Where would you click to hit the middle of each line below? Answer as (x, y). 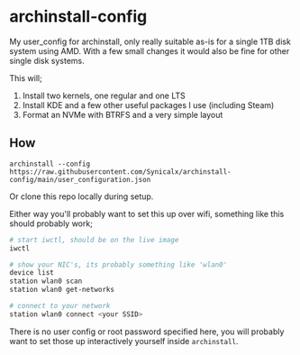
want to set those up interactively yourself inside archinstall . (124, 341)
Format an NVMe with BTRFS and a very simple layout (123, 114)
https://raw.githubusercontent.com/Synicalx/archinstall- (120, 172)
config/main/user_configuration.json (80, 179)
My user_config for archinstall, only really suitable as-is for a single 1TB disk (150, 41)
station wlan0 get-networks (62, 290)
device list (32, 273)
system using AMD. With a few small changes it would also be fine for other (150, 50)
